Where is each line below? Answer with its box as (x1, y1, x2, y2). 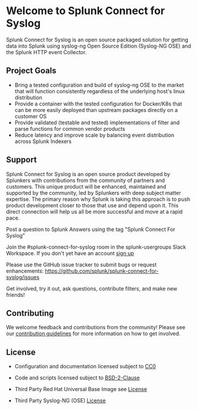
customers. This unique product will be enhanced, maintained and (6, 183, 166, 190)
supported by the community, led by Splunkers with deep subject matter (6, 189, 181, 196)
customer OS (14, 113, 47, 120)
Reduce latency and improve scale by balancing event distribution (14, 131, 175, 138)
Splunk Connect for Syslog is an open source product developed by (6, 170, 171, 177)
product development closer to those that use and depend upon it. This (6, 201, 179, 209)
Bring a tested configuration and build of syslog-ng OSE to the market (14, 81, 184, 88)
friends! (6, 291, 25, 298)
